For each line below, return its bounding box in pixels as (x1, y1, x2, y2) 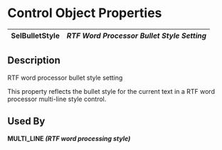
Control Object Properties (7, 5, 162, 21)
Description (7, 55, 60, 67)
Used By (7, 115, 46, 127)
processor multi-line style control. (7, 95, 107, 103)
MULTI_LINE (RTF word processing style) (7, 134, 131, 143)
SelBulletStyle (11, 31, 60, 41)
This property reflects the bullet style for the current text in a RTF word (7, 87, 216, 95)
